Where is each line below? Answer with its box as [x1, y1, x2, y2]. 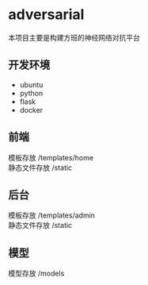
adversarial [8, 6, 85, 24]
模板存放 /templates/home [8, 152, 93, 162]
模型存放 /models [8, 268, 65, 279]
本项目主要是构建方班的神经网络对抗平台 [8, 33, 140, 42]
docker [19, 105, 44, 114]
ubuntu [19, 79, 44, 89]
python [19, 88, 44, 98]
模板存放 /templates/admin [8, 210, 96, 220]
